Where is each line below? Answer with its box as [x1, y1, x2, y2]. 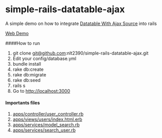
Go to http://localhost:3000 [12, 88, 71, 94]
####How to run [5, 40, 40, 46]
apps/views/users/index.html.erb [12, 116, 83, 123]
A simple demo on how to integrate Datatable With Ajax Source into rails [5, 20, 157, 26]
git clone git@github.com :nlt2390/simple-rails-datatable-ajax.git [12, 50, 149, 56]
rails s [12, 82, 26, 89]
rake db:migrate [12, 71, 47, 77]
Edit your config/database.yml [12, 55, 77, 62]
